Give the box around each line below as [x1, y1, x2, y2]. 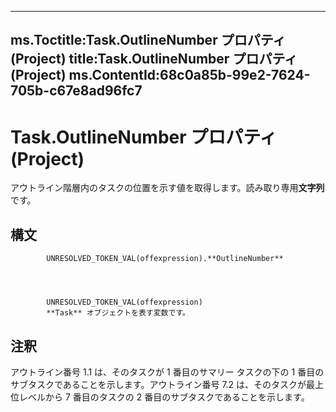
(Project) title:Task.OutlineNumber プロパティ [10, 51, 298, 68]
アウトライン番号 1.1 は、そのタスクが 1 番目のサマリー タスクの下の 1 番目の [10, 366, 325, 378]
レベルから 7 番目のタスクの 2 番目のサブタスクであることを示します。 [18, 391, 310, 403]
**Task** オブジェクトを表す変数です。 [46, 308, 190, 318]
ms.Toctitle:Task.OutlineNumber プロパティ [10, 32, 287, 49]
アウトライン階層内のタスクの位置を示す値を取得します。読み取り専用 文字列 [10, 182, 325, 194]
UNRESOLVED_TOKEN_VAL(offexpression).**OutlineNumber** [46, 254, 284, 264]
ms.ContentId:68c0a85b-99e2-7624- [68, 67, 311, 84]
